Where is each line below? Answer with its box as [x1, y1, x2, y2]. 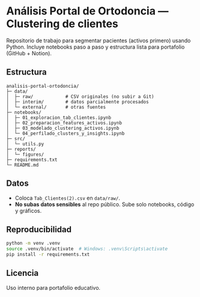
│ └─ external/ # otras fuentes [6, 104, 106, 110]
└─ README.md [6, 162, 39, 168]
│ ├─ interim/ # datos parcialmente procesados [6, 99, 149, 105]
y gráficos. [14, 207, 42, 214]
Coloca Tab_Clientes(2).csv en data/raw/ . [14, 194, 120, 201]
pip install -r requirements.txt [6, 251, 90, 258]
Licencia [6, 268, 39, 278]
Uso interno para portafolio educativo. [6, 284, 101, 291]
